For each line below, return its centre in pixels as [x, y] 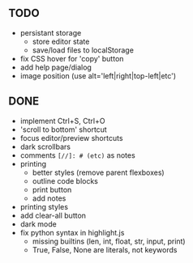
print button [52, 189]
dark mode [38, 224]
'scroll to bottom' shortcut [63, 129]
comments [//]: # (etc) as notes [77, 155]
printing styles [44, 206]
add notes [49, 198]
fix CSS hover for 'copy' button [72, 58]
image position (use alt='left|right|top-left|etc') [98, 75]
